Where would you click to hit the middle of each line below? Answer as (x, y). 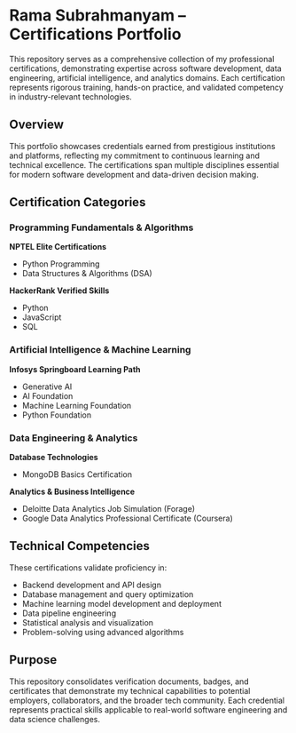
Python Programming (61, 264)
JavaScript (42, 317)
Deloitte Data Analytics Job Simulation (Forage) (109, 509)
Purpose (33, 660)
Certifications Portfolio (95, 34)
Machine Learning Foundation (77, 405)
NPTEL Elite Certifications (58, 247)
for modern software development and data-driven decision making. (134, 174)
